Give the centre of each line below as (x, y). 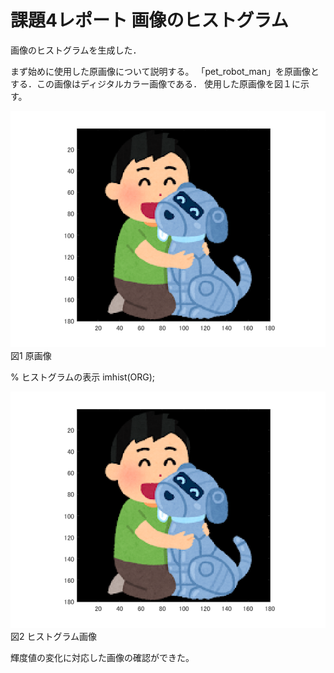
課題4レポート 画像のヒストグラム (149, 20)
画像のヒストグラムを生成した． (76, 50)
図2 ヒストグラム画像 (54, 636)
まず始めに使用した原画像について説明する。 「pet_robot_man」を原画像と (165, 71)
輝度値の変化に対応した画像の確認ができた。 (102, 657)
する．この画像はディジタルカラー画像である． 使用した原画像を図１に (156, 83)
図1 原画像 (31, 355)
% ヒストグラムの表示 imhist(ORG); (83, 377)
